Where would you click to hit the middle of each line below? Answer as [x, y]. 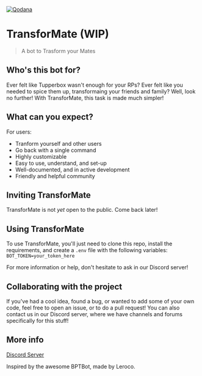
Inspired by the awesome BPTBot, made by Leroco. [71, 366]
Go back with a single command [56, 150]
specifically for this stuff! [38, 321]
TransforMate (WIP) [58, 34]
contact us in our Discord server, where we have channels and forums [95, 314]
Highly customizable [41, 156]
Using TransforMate [45, 229]
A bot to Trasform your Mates [58, 51]
